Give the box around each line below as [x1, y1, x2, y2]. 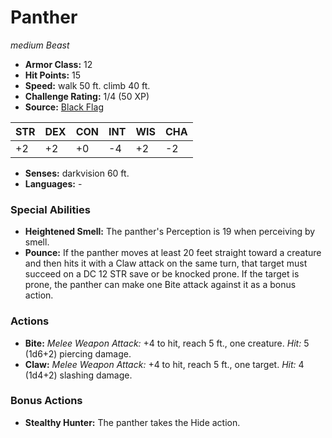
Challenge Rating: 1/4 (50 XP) [24, 90, 150, 102]
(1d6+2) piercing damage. [24, 347, 132, 360]
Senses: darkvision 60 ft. [24, 167, 130, 179]
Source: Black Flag [24, 101, 104, 113]
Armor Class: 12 [24, 58, 93, 70]
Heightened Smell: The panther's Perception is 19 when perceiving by [24, 226, 316, 238]
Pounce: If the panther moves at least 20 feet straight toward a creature [24, 247, 322, 259]
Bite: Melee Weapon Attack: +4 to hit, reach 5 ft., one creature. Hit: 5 [24, 337, 310, 349]
